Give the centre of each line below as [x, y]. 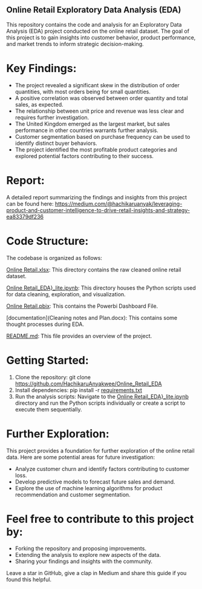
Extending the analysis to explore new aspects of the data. [88, 555]
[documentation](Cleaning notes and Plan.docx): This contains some [92, 318]
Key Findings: [41, 68]
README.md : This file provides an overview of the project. [79, 336]
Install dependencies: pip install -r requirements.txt [78, 390]
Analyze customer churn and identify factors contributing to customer [102, 468]
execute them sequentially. [48, 409]
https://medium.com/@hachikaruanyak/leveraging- [119, 204]
